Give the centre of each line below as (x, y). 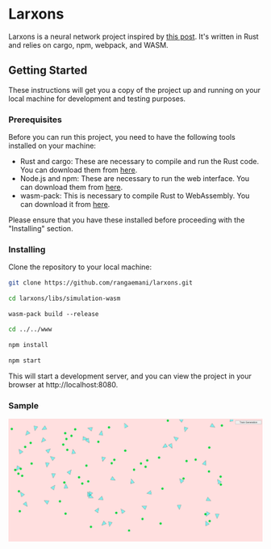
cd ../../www (30, 329)
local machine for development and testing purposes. (97, 99)
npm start (25, 361)
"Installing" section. (41, 229)
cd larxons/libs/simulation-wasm (65, 299)
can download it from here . (65, 205)
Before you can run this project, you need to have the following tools (122, 137)
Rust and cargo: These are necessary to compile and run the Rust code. (140, 162)
